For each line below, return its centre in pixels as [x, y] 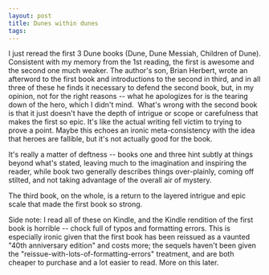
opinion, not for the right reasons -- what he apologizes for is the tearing [128, 96]
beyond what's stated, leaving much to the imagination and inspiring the [128, 163]
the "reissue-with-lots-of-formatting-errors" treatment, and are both [121, 254]
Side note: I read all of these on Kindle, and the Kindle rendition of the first [131, 220]
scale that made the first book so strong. [75, 204]
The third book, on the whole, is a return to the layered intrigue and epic [127, 196]
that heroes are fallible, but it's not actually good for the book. [110, 139]
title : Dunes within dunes [53, 23]
